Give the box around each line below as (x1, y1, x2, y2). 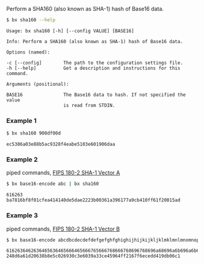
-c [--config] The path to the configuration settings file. (6, 60, 183, 66)
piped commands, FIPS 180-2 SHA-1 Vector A (6, 169, 120, 176)
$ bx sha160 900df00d (6, 130, 61, 136)
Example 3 (6, 211, 38, 220)
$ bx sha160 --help (6, 17, 56, 23)
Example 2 (6, 155, 38, 164)
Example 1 (6, 116, 37, 125)
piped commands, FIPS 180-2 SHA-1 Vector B (6, 225, 120, 232)
